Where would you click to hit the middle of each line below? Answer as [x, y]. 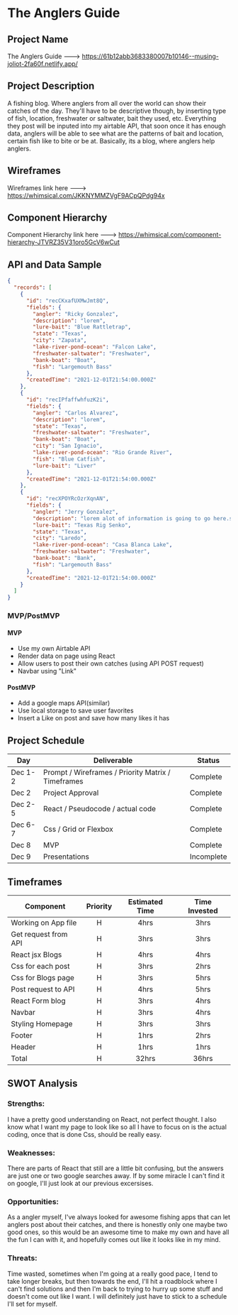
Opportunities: [33, 1201]
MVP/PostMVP [34, 616]
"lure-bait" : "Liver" [65, 466]
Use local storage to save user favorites [75, 710]
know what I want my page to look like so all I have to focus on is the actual [117, 1127]
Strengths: [26, 1104]
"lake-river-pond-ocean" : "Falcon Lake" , [95, 347]
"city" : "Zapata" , [60, 341]
